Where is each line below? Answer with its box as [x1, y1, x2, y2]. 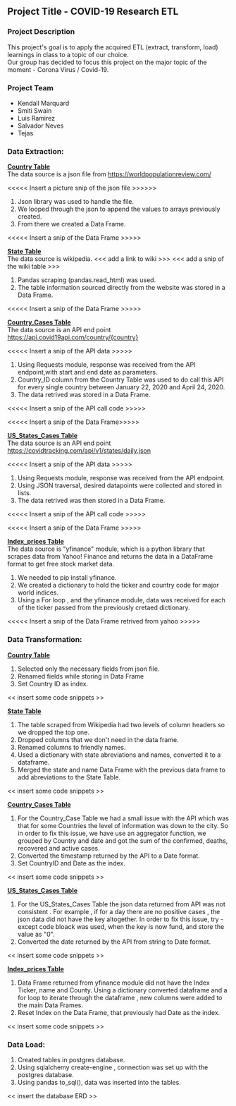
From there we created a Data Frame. [17, 220, 126, 229]
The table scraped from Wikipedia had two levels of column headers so [17, 720, 225, 729]
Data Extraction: [7, 146, 65, 156]
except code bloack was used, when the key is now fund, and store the [17, 922, 225, 930]
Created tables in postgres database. [17, 1055, 125, 1064]
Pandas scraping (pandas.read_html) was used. [17, 276, 156, 284]
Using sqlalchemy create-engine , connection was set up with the [17, 1063, 209, 1071]
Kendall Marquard [17, 99, 70, 107]
